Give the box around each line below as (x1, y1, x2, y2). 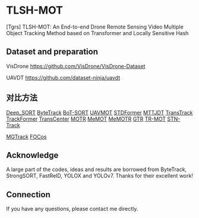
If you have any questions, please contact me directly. (6, 206, 138, 213)
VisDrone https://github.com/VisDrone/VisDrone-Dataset (6, 62, 146, 69)
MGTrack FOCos (6, 133, 47, 140)
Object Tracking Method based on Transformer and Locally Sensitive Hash (6, 29, 189, 36)
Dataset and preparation (6, 47, 98, 57)
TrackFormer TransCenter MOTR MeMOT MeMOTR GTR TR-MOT (6, 115, 166, 122)
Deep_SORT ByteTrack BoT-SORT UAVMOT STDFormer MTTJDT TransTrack (6, 109, 193, 116)
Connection (6, 189, 50, 200)
